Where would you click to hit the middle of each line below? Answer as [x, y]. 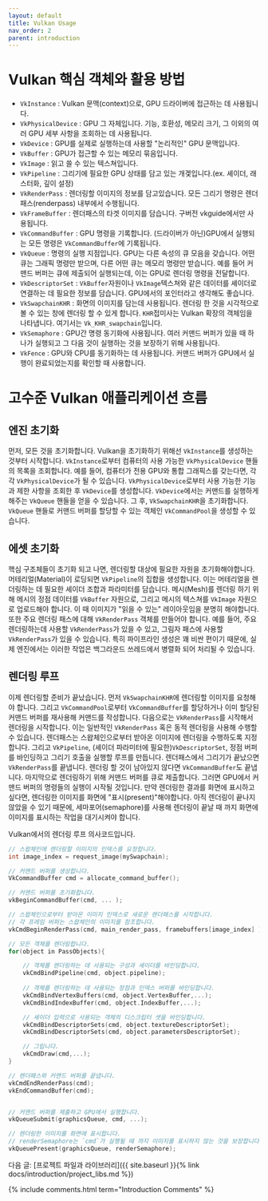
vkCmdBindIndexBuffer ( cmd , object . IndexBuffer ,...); [112, 1003]
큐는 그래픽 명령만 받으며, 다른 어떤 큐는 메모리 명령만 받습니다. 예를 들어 [132, 264]
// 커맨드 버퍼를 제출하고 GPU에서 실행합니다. [75, 1112]
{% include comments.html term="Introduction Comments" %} [111, 1189]
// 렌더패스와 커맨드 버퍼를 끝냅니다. [62, 1076]
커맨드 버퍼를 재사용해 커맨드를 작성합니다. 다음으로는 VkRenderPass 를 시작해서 [131, 717]
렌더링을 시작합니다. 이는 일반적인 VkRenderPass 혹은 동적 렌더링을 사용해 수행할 [133, 727]
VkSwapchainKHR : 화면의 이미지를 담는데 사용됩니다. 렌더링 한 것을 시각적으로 [139, 303]
